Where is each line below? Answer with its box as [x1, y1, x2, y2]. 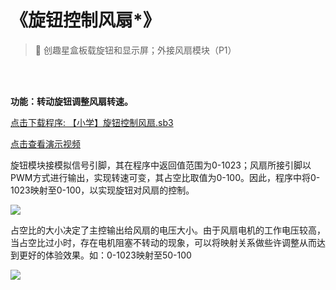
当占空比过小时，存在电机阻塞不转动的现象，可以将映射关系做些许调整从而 [10, 236, 317, 248]
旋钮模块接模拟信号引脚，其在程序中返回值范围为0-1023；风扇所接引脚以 [10, 159, 312, 171]
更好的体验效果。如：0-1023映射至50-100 [18, 249, 192, 261]
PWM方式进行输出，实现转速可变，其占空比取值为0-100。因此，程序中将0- [10, 171, 321, 183]
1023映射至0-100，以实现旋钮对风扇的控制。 [10, 184, 195, 196]
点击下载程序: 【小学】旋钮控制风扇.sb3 [10, 116, 174, 128]
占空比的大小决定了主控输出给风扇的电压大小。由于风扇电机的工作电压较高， [10, 224, 326, 236]
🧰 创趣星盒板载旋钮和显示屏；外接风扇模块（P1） [34, 44, 237, 56]
